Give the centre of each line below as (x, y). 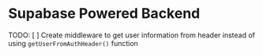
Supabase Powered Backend (104, 14)
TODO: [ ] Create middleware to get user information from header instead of (131, 35)
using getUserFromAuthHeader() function (73, 43)
